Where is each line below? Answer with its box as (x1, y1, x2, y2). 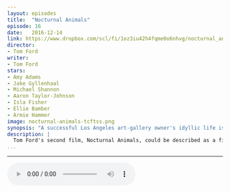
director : (7, 42, 36, 49)
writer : (7, 55, 29, 61)
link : (7, 36, 23, 42)
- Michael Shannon (7, 86, 60, 93)
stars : (7, 67, 26, 74)
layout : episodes (7, 10, 57, 17)
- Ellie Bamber (7, 105, 51, 112)
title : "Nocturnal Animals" (7, 16, 90, 23)
